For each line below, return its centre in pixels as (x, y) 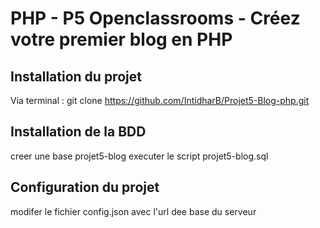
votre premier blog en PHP (121, 39)
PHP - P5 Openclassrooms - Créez (155, 18)
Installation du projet (76, 76)
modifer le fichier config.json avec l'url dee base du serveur (133, 211)
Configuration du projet (85, 187)
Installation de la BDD (78, 132)
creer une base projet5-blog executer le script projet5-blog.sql (139, 156)
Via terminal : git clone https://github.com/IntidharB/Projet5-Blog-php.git (160, 100)
